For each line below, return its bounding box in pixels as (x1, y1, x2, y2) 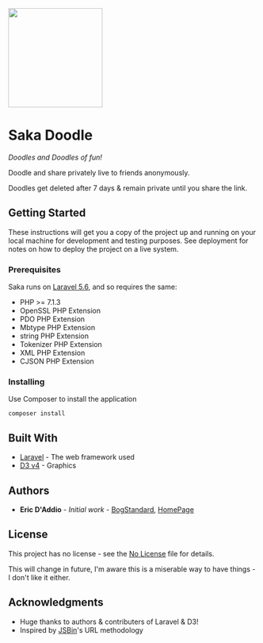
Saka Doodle (8, 126, 93, 144)
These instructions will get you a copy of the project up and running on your (8, 227, 256, 237)
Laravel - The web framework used (19, 452, 135, 462)
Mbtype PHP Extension (19, 323, 96, 333)
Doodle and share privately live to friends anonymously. (8, 167, 190, 177)
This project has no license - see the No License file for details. (8, 549, 215, 558)
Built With (8, 431, 58, 445)
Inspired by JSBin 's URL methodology (19, 625, 144, 634)
